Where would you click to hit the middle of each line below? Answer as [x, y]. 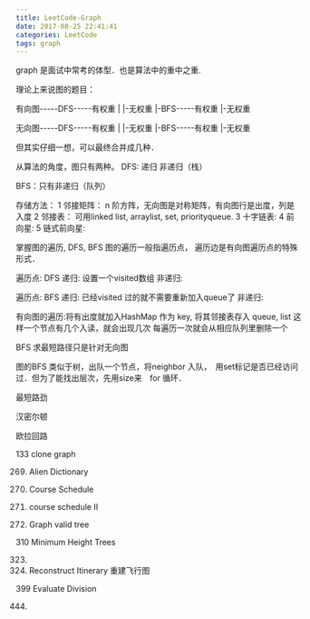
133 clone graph [46, 454]
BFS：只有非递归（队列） [63, 186]
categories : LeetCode [57, 35]
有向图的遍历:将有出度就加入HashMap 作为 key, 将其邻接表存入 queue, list [154, 317]
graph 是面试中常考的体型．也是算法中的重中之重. [108, 70]
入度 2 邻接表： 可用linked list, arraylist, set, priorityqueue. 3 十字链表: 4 [150, 217]
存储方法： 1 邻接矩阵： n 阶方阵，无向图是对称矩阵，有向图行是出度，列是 [155, 205]
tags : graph [38, 43]
